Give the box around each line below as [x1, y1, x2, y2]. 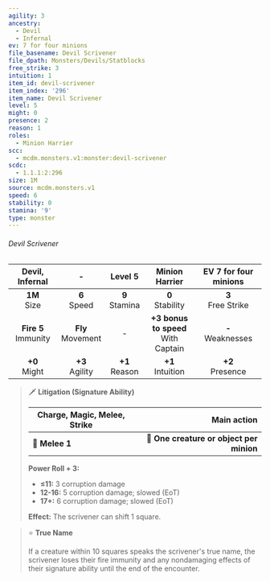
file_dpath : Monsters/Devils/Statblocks [8, 57, 146, 65]
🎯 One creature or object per [145, 433, 258, 444]
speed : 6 [8, 191, 38, 200]
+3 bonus [150, 313, 189, 324]
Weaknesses [203, 333, 253, 344]
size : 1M [8, 176, 38, 185]
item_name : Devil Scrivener [8, 94, 103, 102]
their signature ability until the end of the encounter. [27, 564, 200, 574]
